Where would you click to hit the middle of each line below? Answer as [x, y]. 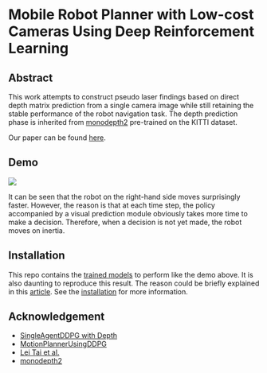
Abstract [31, 78]
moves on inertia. [37, 230]
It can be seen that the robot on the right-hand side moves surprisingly [124, 196]
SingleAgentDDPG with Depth [69, 336]
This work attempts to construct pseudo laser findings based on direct [124, 97]
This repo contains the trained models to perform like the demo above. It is [131, 274]
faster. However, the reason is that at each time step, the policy [112, 205]
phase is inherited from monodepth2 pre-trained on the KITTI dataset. [123, 122]
